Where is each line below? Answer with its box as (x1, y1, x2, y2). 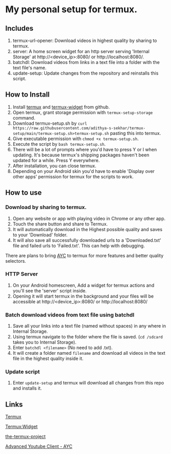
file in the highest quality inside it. (12, 355, 84, 361)
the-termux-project (5, 434, 46, 440)
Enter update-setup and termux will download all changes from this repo (12, 380, 164, 386)
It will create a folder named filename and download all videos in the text (12, 350, 166, 356)
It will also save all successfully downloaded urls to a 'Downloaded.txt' (12, 237, 161, 243)
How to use (5, 188, 42, 197)
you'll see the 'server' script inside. (12, 287, 87, 293)
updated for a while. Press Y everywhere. (12, 157, 100, 163)
